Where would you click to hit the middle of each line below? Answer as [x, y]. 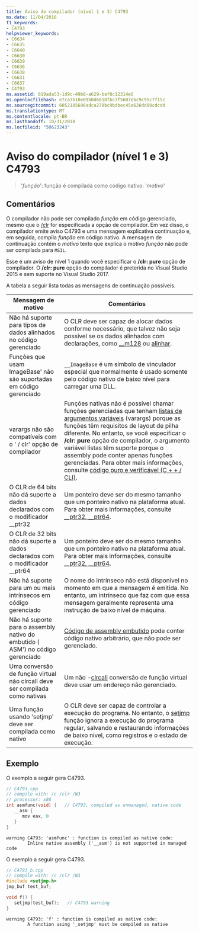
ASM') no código [33, 649]
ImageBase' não [32, 371]
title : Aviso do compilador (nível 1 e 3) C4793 [67, 12]
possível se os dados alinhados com [114, 336]
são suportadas [31, 379]
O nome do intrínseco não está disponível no [126, 580]
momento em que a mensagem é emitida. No [126, 588]
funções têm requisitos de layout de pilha [121, 425]
